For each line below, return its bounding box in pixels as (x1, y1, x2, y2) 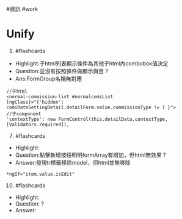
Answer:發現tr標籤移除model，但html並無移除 (15, 159, 131, 166)
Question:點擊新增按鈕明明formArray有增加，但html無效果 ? (15, 151, 166, 159)
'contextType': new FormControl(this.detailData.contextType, (6, 116, 168, 122)
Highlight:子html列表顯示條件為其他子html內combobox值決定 (15, 60, 169, 67)
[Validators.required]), (6, 121, 70, 127)
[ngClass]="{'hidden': (6, 99, 64, 105)
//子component (6, 110, 42, 117)
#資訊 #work (6, 5, 38, 12)
